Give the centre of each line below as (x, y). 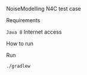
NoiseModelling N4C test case (44, 9)
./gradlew (18, 66)
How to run (20, 43)
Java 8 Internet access (34, 32)
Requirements (23, 20)
